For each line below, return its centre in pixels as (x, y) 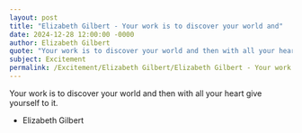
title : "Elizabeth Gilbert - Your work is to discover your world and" (146, 26)
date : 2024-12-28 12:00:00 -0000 (72, 34)
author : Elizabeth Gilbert (60, 43)
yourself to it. (34, 102)
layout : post (34, 18)
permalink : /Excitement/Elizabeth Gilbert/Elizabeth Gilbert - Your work (151, 68)
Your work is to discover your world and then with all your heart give (136, 93)
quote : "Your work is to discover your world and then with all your (142, 51)
